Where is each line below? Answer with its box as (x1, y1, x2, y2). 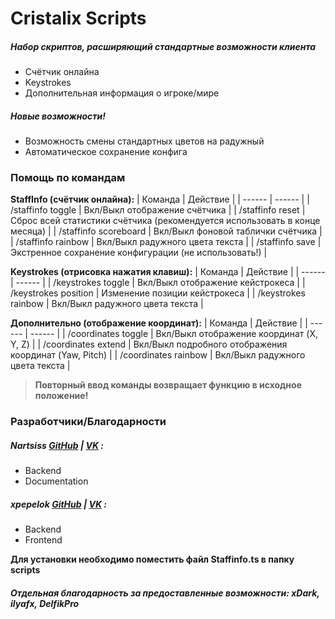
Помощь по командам (10, 171, 126, 185)
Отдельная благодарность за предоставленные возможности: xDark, (10, 587, 320, 599)
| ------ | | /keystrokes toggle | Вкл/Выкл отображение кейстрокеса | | (10, 277, 306, 289)
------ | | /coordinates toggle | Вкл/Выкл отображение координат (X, (29, 328, 319, 340)
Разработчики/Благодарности (10, 415, 167, 429)
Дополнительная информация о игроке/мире (24, 87, 220, 99)
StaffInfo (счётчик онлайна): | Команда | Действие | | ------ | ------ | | (10, 193, 310, 206)
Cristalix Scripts (10, 7, 147, 30)
